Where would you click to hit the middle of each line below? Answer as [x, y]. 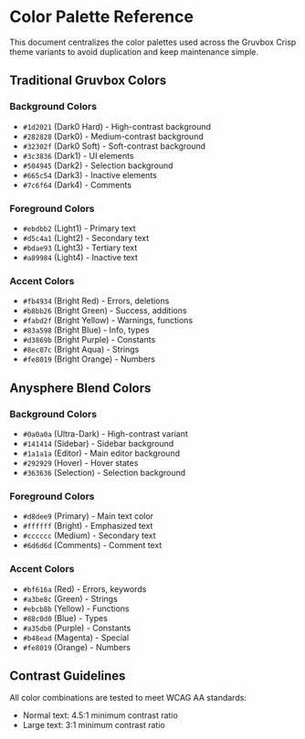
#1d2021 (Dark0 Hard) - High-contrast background [117, 126]
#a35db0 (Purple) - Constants [77, 628]
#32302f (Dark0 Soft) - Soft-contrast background [114, 146]
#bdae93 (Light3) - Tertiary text [80, 248]
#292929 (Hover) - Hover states [80, 462]
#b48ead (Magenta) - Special [76, 638]
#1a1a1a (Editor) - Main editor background [101, 453]
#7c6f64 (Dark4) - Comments [77, 185]
